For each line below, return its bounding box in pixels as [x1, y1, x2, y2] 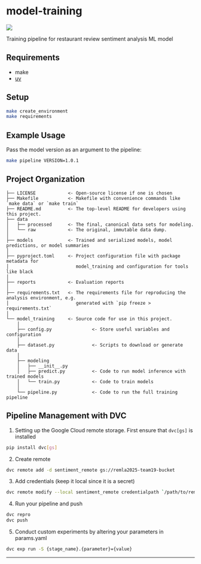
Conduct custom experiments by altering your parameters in [14, 528, 164, 535]
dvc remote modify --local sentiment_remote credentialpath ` [6, 489, 165, 495]
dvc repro [6, 512, 31, 518]
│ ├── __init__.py [17, 363, 68, 369]
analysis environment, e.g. [6, 295, 77, 301]
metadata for [6, 258, 39, 264]
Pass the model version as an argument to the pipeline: [6, 146, 142, 153]
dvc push [6, 517, 28, 523]
